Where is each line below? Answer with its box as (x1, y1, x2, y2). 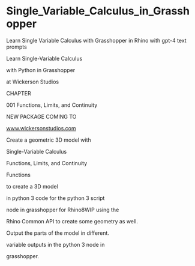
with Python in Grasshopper (6, 66, 76, 73)
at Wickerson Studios (6, 78, 59, 85)
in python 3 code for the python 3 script (6, 194, 105, 202)
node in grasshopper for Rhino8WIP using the (6, 206, 119, 213)
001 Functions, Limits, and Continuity (6, 101, 98, 109)
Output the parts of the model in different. (6, 229, 110, 237)
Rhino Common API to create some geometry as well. (6, 217, 138, 225)
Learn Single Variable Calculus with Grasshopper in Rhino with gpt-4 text (6, 37, 187, 44)
